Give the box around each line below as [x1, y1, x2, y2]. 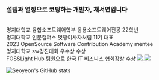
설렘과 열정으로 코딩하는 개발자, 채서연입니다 [6, 5, 128, 13]
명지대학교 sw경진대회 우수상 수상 [6, 48, 86, 55]
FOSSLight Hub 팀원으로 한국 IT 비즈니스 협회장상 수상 [6, 55, 136, 62]
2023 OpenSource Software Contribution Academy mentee [6, 41, 154, 48]
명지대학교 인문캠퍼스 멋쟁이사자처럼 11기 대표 [6, 34, 114, 41]
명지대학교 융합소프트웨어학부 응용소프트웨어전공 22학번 [6, 26, 139, 33]
